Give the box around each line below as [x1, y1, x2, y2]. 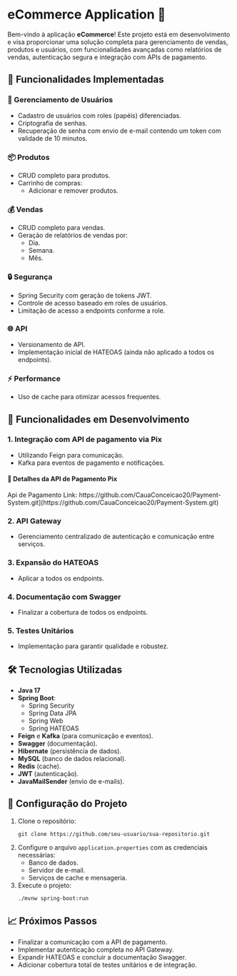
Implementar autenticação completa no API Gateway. [17, 945, 174, 954]
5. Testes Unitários [7, 625, 74, 635]
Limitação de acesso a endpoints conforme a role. [17, 306, 166, 315]
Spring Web [28, 717, 64, 725]
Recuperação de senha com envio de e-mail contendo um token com [17, 126, 221, 135]
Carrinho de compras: [17, 178, 83, 187]
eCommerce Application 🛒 [7, 6, 166, 23]
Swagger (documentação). [17, 739, 98, 748]
